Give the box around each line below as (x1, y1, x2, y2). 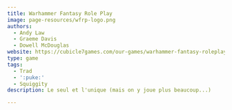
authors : (7, 23, 32, 30)
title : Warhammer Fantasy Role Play (7, 10, 113, 17)
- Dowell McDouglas (13, 42, 70, 49)
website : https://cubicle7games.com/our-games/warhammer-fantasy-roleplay (7, 49, 227, 56)
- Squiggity (13, 80, 48, 87)
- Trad (13, 67, 32, 74)
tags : (7, 61, 23, 68)
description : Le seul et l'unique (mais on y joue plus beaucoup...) (7, 87, 212, 93)
